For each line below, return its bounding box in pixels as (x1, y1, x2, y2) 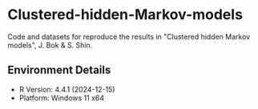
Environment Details (7, 64, 111, 77)
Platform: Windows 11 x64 (18, 93, 105, 103)
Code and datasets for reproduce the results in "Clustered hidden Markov (7, 32, 251, 41)
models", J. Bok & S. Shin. (7, 40, 93, 49)
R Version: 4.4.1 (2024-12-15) (18, 84, 115, 94)
